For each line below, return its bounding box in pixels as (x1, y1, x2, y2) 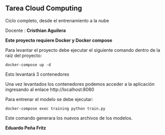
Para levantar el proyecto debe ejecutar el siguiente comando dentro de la (5, 47, 160, 53)
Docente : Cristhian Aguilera (5, 27, 66, 33)
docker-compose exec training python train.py (5, 106, 106, 111)
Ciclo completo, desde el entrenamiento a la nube (5, 17, 109, 23)
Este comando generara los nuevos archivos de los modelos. (5, 115, 133, 121)
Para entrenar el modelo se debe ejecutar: (5, 96, 93, 102)
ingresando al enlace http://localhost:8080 (5, 86, 94, 92)
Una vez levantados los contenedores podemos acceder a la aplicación (5, 81, 155, 87)
